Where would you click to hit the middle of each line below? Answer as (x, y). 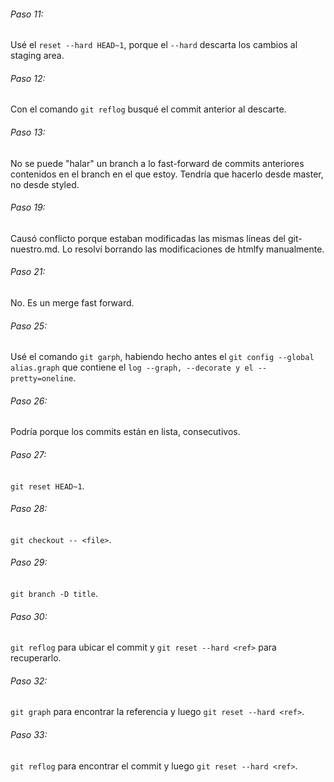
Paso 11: (27, 14)
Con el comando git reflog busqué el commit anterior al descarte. (148, 109)
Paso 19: (28, 207)
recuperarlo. (36, 658)
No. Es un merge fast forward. (72, 303)
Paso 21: (28, 272)
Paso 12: (28, 78)
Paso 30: (29, 616)
